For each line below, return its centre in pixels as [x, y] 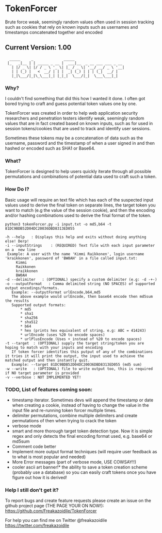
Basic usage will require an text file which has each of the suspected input [79, 200]
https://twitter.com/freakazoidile [37, 526]
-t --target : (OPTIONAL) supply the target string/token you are [75, 343]
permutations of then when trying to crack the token [64, 420]
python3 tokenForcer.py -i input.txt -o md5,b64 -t [58, 224]
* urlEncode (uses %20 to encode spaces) [63, 335]
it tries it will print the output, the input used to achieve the [75, 356]
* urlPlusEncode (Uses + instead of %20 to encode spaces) [81, 339]
